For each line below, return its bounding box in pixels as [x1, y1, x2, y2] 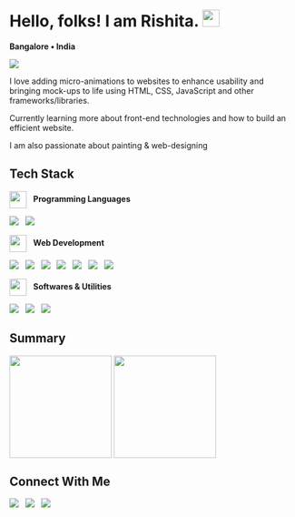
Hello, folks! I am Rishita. [9, 11, 200, 32]
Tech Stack [9, 167, 74, 182]
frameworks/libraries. [9, 95, 90, 106]
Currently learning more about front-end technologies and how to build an [9, 112, 287, 123]
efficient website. [9, 122, 74, 133]
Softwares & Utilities [33, 280, 112, 291]
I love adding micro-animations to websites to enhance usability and [9, 76, 265, 86]
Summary [9, 330, 66, 346]
